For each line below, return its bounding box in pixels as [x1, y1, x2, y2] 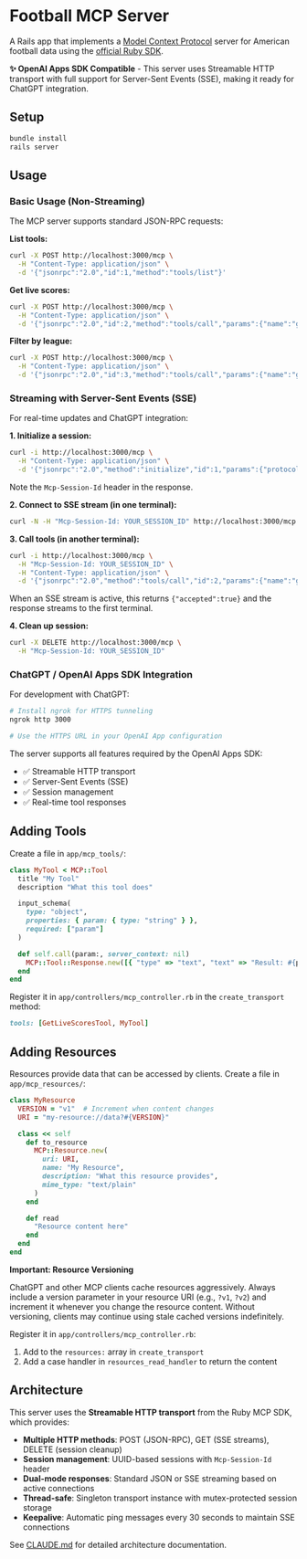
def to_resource [26, 1138, 89, 1147]
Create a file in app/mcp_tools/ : [9, 848, 126, 859]
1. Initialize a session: [9, 430, 92, 441]
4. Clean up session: [9, 620, 89, 631]
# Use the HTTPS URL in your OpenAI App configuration [9, 732, 223, 741]
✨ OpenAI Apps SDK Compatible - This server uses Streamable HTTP [9, 63, 275, 74]
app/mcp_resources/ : [9, 1079, 86, 1090]
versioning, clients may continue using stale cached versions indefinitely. [9, 1311, 285, 1322]
